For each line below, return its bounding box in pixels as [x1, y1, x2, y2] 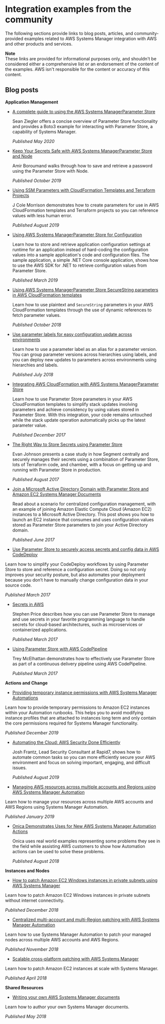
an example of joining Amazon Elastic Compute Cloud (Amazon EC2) [12, 506, 152, 512]
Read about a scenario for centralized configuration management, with [12, 501, 156, 507]
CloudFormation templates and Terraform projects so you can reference [12, 207, 159, 213]
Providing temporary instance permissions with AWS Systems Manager [12, 689, 157, 695]
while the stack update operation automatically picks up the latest [12, 417, 146, 423]
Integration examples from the [5, 3, 132, 15]
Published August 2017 [12, 476, 59, 482]
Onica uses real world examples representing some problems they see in [12, 838, 161, 844]
